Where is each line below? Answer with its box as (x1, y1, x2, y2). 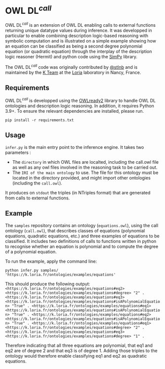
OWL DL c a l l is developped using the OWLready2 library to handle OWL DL (5, 97, 156, 104)
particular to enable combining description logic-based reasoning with (5, 33, 149, 39)
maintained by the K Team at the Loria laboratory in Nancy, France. (5, 69, 141, 75)
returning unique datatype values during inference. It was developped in (5, 27, 152, 33)
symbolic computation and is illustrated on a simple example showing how (5, 38, 157, 44)
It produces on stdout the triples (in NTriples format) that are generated (5, 189, 151, 195)
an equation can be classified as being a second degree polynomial (5, 43, 143, 49)
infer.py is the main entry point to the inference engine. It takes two (5, 144, 144, 150)
